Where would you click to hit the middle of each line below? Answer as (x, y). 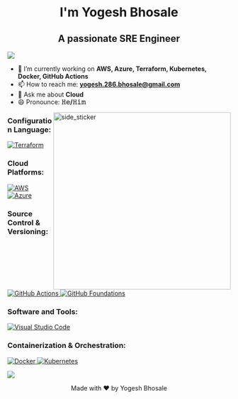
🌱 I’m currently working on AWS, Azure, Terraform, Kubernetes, (112, 69)
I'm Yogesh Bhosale (119, 12)
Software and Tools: (42, 311)
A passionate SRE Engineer (119, 39)
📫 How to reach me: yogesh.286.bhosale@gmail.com (99, 84)
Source (20, 213)
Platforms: (26, 172)
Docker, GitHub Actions (53, 76)
